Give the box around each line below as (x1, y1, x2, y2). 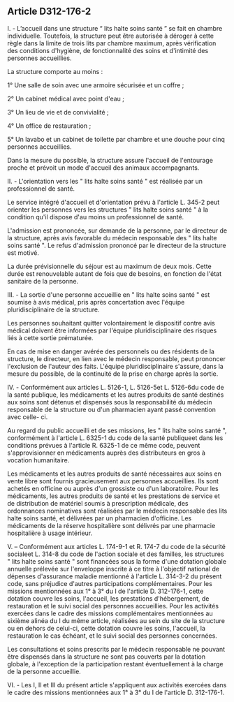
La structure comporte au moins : (7, 67, 103, 75)
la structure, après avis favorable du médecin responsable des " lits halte (7, 233, 217, 242)
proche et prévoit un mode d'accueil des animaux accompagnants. (7, 163, 200, 172)
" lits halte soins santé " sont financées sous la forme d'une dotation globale (7, 557, 227, 565)
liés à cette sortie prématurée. (7, 333, 94, 342)
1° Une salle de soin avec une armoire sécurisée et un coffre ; (7, 80, 184, 89)
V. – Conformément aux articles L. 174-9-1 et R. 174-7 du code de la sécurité (7, 542, 226, 550)
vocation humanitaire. (7, 455, 70, 464)
